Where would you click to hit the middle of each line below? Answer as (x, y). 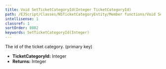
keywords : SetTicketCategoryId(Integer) (47, 33)
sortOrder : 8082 (22, 28)
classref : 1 (17, 23)
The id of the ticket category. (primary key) (49, 47)
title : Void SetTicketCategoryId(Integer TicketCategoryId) (68, 10)
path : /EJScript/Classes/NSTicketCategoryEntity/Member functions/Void (80, 14)
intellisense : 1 (22, 19)
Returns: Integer (29, 61)
